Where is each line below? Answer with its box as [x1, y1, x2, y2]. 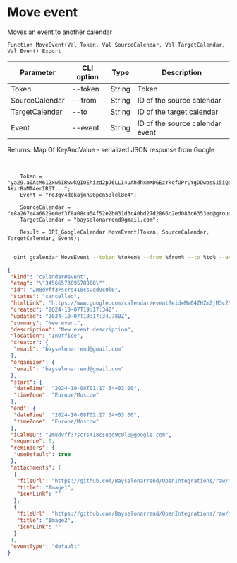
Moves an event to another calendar [7, 28, 113, 36]
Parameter [20, 67, 56, 77]
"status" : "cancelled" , [10, 293, 80, 300]
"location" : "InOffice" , [10, 332, 83, 340]
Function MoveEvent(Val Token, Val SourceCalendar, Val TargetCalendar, [7, 41, 226, 48]
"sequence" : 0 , [10, 438, 55, 445]
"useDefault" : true [13, 451, 71, 458]
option [76, 72, 99, 81]
